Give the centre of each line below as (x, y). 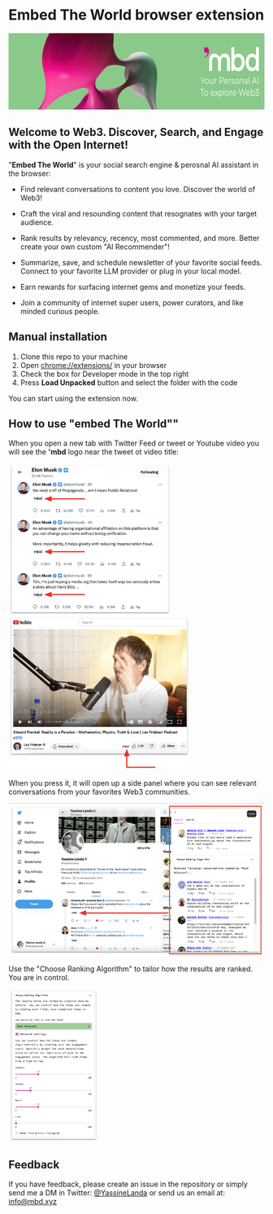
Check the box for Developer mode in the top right (104, 374)
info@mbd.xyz (33, 1202)
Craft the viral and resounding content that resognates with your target (139, 213)
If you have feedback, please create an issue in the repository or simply (128, 1184)
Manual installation (58, 337)
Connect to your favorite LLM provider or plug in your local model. (131, 271)
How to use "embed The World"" (93, 424)
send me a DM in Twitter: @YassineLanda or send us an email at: (117, 1193)
